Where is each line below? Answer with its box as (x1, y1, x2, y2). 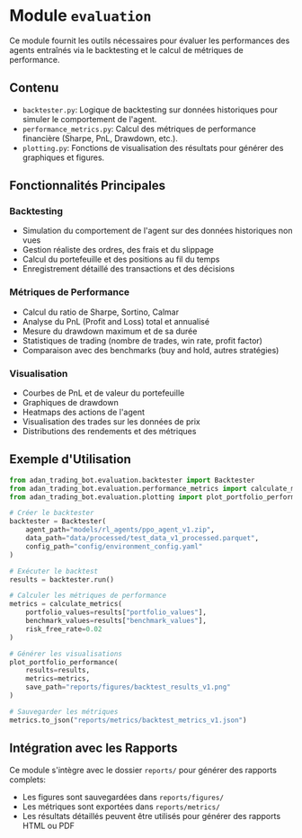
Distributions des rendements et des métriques (22, 426, 197, 437)
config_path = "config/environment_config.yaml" (25, 541, 203, 551)
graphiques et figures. (22, 152, 105, 163)
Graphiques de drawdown (22, 397, 119, 408)
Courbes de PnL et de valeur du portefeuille (22, 388, 185, 398)
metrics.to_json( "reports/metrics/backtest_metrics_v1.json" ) (9, 716, 247, 725)
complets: (9, 774, 47, 785)
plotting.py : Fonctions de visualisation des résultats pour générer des (22, 142, 284, 153)
